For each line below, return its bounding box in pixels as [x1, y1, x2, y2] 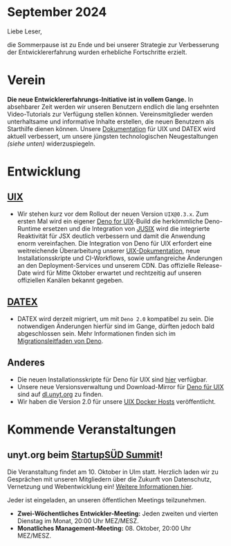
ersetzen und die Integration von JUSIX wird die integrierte [42, 224, 210, 232]
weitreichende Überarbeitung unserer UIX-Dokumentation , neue [17, 246, 201, 255]
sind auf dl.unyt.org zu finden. [17, 390, 104, 398]
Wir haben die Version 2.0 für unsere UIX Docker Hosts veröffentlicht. [17, 397, 216, 406]
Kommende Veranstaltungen [7, 421, 176, 437]
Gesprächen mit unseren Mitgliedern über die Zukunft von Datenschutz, [7, 475, 212, 483]
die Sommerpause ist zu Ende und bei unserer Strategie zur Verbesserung [7, 40, 219, 49]
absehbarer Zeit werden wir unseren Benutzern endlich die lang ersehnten [7, 102, 219, 111]
